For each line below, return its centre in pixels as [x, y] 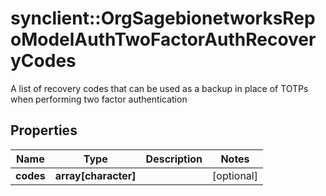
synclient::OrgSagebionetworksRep [163, 18]
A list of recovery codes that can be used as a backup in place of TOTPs [159, 88]
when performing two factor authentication [99, 99]
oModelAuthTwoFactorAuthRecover [163, 39]
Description [174, 159]
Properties [44, 130]
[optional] [235, 175]
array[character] [95, 175]
